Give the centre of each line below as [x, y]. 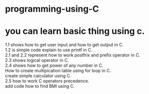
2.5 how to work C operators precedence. [47, 81]
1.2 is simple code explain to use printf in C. [49, 50]
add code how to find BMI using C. [40, 86]
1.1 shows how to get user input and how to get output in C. [64, 45]
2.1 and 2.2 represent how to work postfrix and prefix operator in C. [73, 55]
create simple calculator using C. [38, 76]
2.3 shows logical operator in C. [37, 60]
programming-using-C [52, 9]
